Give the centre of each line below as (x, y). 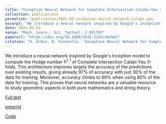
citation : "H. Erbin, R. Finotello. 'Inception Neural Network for (76, 42)
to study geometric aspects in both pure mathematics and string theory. (78, 88)
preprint (13, 107)
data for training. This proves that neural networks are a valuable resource (81, 83)
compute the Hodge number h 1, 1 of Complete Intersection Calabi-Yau (76, 61)
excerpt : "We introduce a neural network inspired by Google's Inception (83, 23)
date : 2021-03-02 (23, 28)
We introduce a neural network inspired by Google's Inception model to (78, 56)
